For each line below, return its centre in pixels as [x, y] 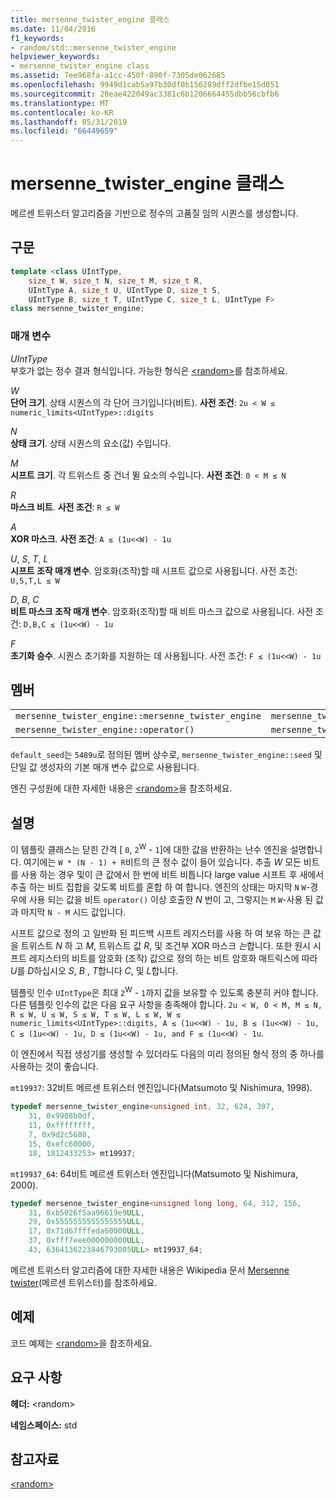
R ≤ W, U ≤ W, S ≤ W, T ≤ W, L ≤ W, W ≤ [96, 1015]
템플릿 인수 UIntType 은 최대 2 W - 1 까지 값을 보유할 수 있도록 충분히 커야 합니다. [164, 991]
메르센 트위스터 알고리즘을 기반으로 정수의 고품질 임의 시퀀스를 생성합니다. [154, 213]
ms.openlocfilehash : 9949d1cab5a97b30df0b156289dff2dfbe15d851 [145, 85]
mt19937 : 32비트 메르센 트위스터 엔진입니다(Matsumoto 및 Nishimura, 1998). [161, 1088]
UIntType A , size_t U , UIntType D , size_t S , [125, 290]
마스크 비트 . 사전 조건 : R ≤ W [65, 507]
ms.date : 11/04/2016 [53, 29]
